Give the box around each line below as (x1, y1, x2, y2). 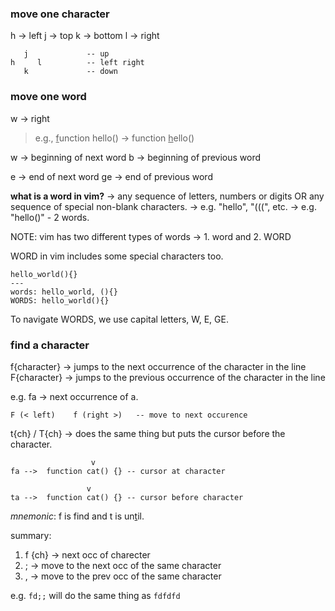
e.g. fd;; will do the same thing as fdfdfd (10, 589, 181, 601)
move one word (10, 90, 87, 104)
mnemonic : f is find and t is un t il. (10, 510, 145, 522)
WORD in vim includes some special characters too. (10, 250, 224, 262)
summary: (10, 529, 52, 541)
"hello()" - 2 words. (10, 211, 90, 223)
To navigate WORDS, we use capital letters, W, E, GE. (10, 313, 229, 325)
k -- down (23, 67, 118, 77)
